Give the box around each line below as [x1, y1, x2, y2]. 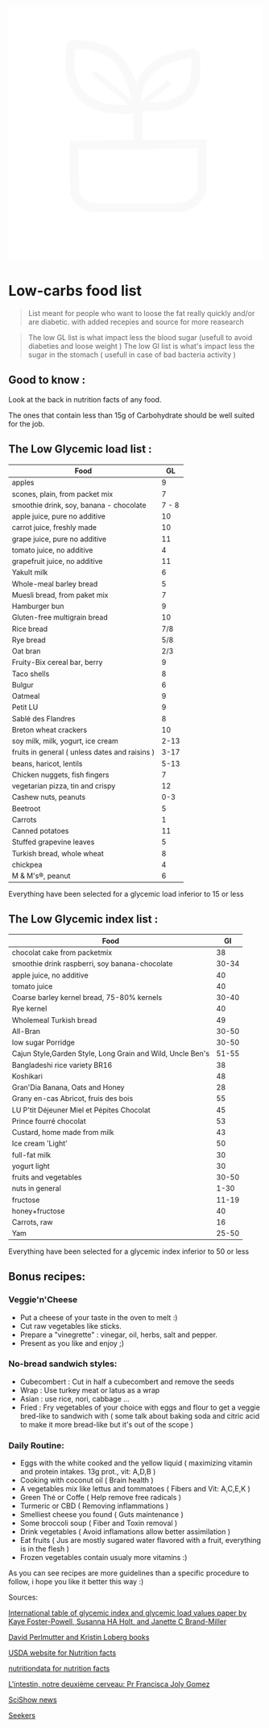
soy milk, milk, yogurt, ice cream [11, 736, 118, 746]
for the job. [8, 418, 45, 428]
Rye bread [11, 635, 46, 645]
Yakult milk [11, 568, 48, 578]
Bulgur [11, 679, 34, 689]
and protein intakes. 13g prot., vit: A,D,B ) [19, 1467, 156, 1477]
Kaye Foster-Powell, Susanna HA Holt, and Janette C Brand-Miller [8, 1617, 227, 1626]
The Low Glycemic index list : [8, 912, 159, 926]
